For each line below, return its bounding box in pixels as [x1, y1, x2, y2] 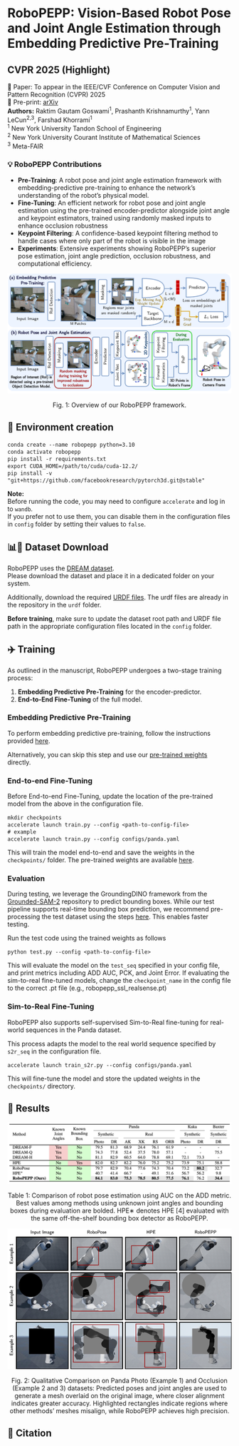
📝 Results [7, 1103, 50, 1115]
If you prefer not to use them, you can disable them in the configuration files [7, 512, 230, 520]
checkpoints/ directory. [7, 1081, 76, 1090]
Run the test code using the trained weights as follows [7, 934, 166, 943]
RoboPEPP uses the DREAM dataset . [7, 564, 115, 572]
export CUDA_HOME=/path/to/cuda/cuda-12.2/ [7, 462, 139, 470]
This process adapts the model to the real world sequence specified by [7, 1039, 216, 1048]
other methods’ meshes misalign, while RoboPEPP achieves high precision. [9, 1407, 230, 1415]
